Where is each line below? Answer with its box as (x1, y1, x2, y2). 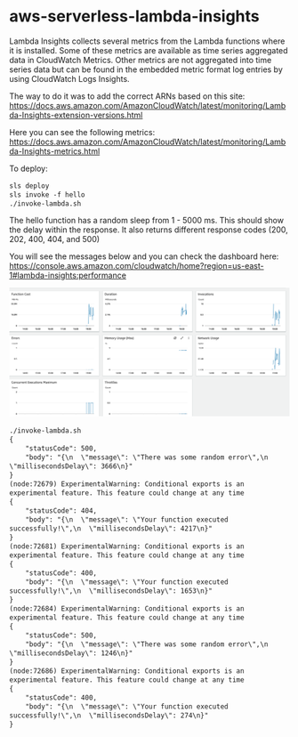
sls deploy (9, 181, 50, 190)
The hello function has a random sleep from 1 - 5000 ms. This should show (9, 215, 285, 225)
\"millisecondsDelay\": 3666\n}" (9, 461, 133, 471)
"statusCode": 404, (25, 506, 98, 515)
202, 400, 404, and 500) (9, 233, 101, 244)
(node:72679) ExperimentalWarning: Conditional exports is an (9, 479, 245, 489)
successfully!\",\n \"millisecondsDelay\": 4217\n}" (9, 523, 213, 533)
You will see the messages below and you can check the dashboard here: (9, 251, 279, 262)
